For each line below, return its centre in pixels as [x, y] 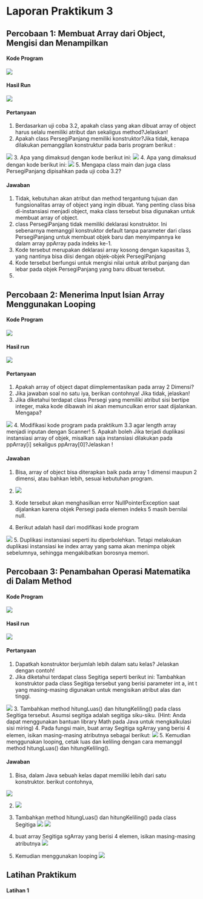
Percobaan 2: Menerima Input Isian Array [85, 295]
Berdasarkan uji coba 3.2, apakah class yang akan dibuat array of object [105, 126]
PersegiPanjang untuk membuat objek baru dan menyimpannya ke [98, 237]
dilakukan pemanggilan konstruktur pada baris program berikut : [95, 145]
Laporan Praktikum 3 [60, 11]
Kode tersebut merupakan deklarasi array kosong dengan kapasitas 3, [103, 250]
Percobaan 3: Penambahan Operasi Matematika [98, 572]
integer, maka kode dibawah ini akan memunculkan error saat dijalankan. [106, 406]
